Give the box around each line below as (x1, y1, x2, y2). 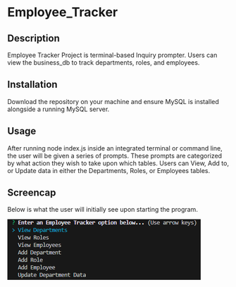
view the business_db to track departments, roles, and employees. (7, 58, 200, 67)
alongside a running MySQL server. (7, 105, 110, 113)
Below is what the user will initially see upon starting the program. (7, 205, 199, 214)
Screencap (7, 187, 56, 199)
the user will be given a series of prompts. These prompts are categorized (7, 151, 223, 160)
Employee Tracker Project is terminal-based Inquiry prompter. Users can (7, 51, 218, 59)
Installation (7, 79, 58, 91)
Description (7, 32, 60, 44)
